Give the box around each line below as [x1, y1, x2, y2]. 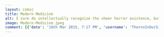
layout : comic [5, 7, 34, 12]
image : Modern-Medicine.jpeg [5, 20, 64, 25]
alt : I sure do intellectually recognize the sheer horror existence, [5, 16, 152, 21]
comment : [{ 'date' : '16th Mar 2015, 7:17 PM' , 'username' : [5, 25, 128, 30]
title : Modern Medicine [5, 12, 54, 16]
